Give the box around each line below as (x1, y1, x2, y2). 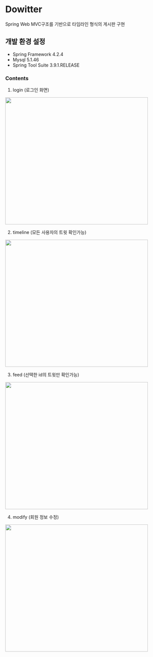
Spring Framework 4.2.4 (12, 51, 64, 57)
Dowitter (5, 4, 43, 15)
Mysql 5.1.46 (12, 56, 39, 63)
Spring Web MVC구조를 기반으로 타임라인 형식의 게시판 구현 (5, 21, 125, 27)
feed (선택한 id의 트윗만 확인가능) (12, 372, 80, 378)
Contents (5, 75, 29, 82)
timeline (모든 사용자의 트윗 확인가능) (12, 229, 87, 235)
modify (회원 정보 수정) (12, 514, 59, 520)
